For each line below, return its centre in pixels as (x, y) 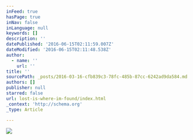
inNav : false (22, 22)
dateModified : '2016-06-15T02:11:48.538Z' (59, 50)
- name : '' (25, 60)
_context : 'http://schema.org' (44, 104)
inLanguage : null (27, 28)
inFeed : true (22, 11)
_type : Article (25, 110)
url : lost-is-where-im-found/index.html (56, 98)
